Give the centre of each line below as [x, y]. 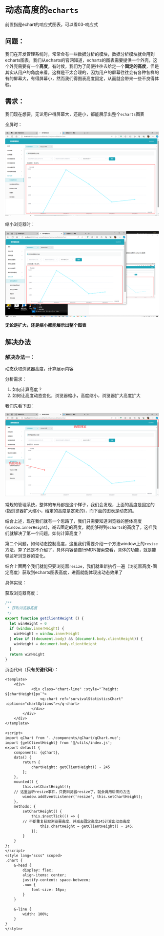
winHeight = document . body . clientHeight [55, 644]
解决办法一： [20, 357]
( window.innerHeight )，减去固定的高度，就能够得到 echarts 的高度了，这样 [79, 527]
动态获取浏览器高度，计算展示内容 [39, 368]
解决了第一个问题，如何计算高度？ [48, 533]
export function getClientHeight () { [44, 618]
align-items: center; [45, 875]
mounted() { [26, 782]
